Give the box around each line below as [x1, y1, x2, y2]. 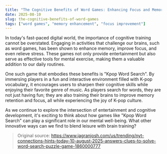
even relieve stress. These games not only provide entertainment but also [5, 51, 156, 57]
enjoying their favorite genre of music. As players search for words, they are [5, 87, 161, 93]
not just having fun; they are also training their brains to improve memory [5, 92, 155, 98]
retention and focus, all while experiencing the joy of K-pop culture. [5, 98, 143, 104]
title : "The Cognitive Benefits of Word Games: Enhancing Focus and [5, 7, 150, 12]
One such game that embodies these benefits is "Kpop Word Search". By [5, 71, 155, 77]
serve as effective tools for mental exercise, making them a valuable [5, 56, 145, 62]
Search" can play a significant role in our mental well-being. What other [5, 118, 152, 124]
